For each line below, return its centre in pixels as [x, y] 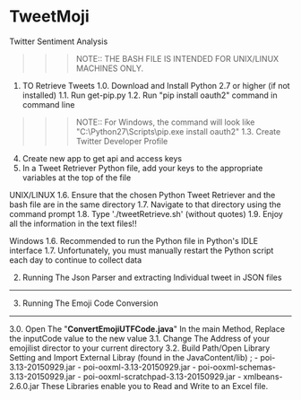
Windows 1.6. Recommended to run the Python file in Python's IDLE [133, 240]
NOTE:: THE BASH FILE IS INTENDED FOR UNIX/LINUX [177, 58]
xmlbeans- [263, 376]
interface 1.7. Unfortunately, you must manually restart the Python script [142, 250]
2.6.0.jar [25, 386]
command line [48, 104]
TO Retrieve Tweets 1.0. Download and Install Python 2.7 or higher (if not [156, 85]
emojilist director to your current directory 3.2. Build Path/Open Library [140, 348]
